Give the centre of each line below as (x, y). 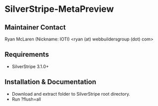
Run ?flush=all (26, 99)
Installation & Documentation (51, 82)
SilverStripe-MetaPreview (59, 9)
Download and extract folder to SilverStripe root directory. (71, 94)
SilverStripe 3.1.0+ (30, 66)
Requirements (27, 54)
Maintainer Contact (35, 27)
